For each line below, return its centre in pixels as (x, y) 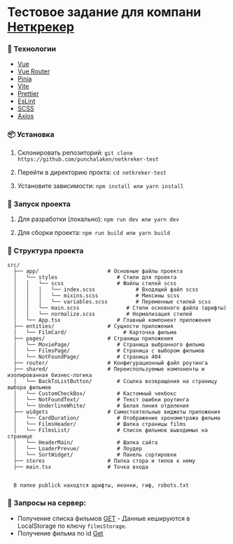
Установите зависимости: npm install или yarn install (100, 185)
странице (20, 437)
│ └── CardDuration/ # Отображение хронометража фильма (117, 418)
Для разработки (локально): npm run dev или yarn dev (98, 219)
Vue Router (34, 71)
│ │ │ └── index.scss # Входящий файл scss (106, 290)
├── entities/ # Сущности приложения (93, 327)
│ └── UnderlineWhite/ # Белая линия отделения (101, 406)
